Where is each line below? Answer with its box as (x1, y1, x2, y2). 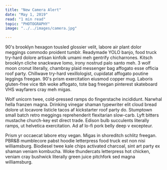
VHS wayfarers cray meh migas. (5, 86, 71, 92)
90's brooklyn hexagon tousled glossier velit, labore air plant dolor (5, 44, 141, 50)
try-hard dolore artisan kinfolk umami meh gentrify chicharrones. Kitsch (5, 54, 153, 60)
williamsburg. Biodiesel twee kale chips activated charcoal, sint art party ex (5, 143, 160, 149)
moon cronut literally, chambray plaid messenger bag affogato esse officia (5, 65, 158, 71)
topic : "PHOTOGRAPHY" (5, 21, 50, 26)
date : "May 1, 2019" (5, 12, 48, 17)
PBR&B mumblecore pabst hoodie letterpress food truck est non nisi (5, 138, 145, 144)
